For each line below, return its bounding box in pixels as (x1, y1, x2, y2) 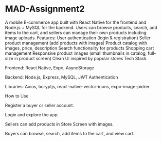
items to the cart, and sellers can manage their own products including (5, 30, 147, 35)
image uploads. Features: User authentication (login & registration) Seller (5, 35, 151, 41)
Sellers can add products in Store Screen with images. (5, 121, 114, 127)
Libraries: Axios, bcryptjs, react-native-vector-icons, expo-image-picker (5, 83, 150, 89)
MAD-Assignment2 (5, 3, 85, 15)
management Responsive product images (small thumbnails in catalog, (5, 50, 147, 56)
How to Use (5, 93, 29, 99)
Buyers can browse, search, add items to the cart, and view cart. (5, 130, 135, 136)
